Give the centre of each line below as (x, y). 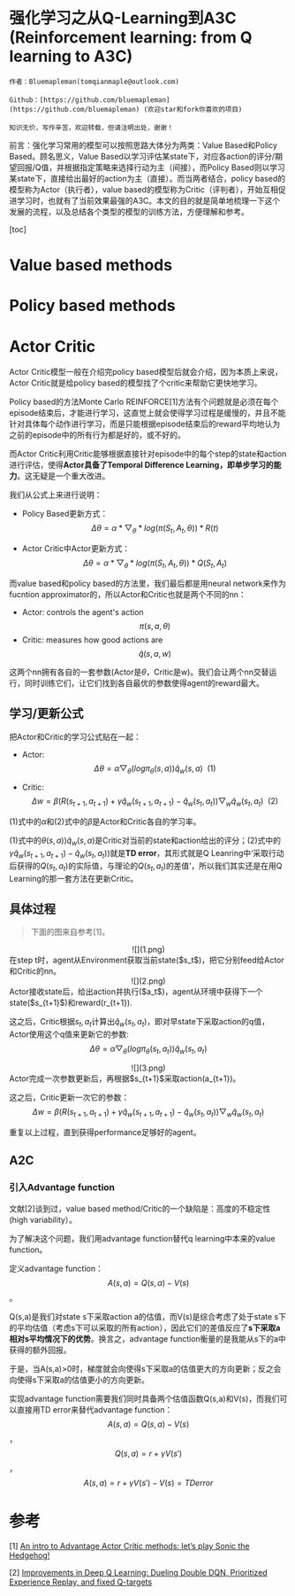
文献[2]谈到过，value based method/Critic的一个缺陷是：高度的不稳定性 (140, 1208)
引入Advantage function (62, 1187)
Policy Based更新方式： (65, 514)
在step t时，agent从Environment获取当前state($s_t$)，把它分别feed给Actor (147, 960)
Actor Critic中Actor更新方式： (76, 549)
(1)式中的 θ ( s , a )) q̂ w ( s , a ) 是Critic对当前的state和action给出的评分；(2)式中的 (145, 841)
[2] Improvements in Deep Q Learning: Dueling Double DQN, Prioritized (138, 1573)
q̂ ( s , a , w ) (155, 653)
